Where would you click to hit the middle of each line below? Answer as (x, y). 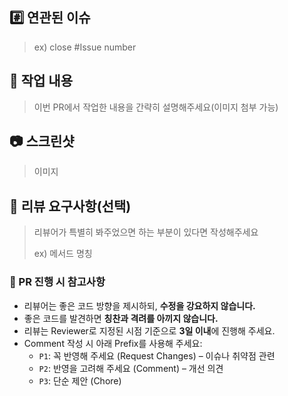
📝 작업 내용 (41, 81)
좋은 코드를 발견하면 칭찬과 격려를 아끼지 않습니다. (121, 318)
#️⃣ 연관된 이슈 (50, 18)
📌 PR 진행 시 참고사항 (57, 282)
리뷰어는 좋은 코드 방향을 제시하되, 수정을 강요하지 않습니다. (139, 305)
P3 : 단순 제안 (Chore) (80, 380)
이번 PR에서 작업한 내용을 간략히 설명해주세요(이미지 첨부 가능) (156, 107)
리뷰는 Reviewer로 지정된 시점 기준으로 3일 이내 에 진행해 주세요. (149, 330)
